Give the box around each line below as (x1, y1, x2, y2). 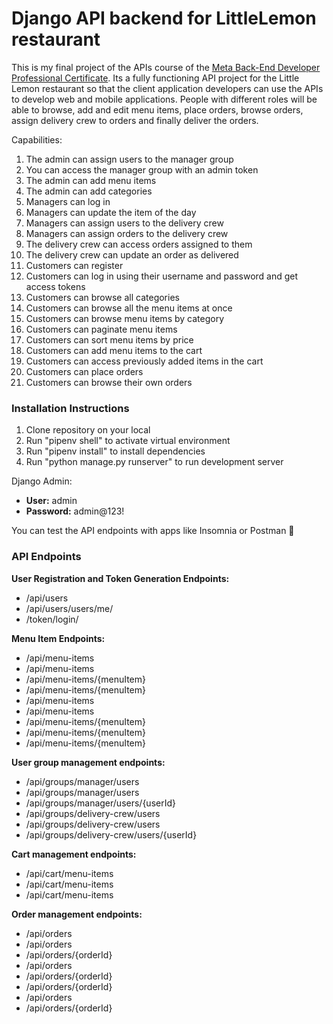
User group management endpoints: (11, 756, 166, 768)
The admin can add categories (25, 185, 153, 197)
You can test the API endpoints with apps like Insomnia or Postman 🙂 (11, 525, 295, 537)
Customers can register (25, 259, 124, 271)
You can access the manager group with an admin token (25, 163, 259, 176)
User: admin (25, 495, 78, 507)
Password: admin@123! (25, 505, 125, 517)
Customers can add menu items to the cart (25, 344, 203, 356)
